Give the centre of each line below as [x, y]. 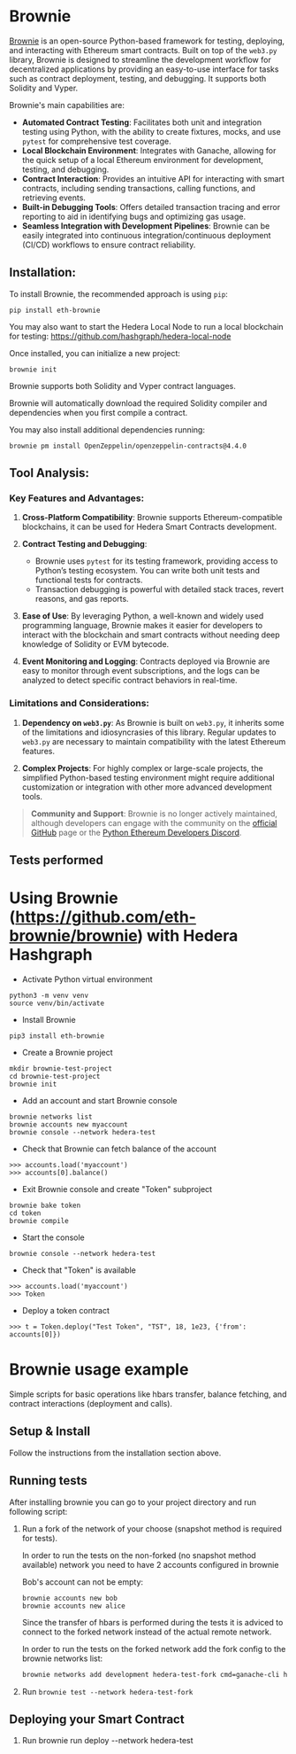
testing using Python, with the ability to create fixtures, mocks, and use [151, 131]
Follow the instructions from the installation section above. [115, 1453]
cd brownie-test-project [55, 1077]
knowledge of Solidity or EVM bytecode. [95, 644]
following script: [38, 1511]
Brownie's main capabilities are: [67, 105]
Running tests [49, 1481]
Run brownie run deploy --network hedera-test [107, 1741]
